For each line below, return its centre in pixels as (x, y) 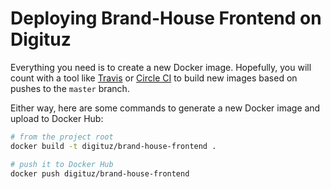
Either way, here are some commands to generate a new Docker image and (165, 108)
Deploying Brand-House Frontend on (166, 18)
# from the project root (62, 137)
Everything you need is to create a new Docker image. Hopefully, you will (161, 67)
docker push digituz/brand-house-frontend (100, 173)
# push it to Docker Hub (62, 164)
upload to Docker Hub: (57, 118)
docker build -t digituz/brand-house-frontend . (113, 146)
